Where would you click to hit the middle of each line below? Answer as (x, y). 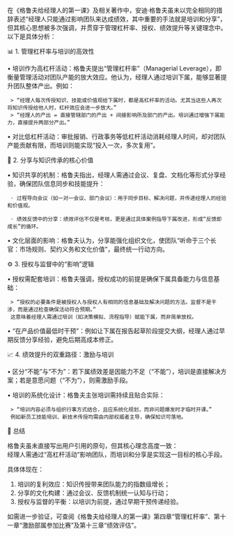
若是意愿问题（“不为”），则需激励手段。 (76, 380)
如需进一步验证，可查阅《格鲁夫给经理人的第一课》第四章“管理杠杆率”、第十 (117, 516)
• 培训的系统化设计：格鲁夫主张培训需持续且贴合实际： (86, 395)
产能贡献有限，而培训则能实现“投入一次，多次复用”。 (83, 145)
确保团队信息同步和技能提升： (62, 183)
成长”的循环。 (24, 226)
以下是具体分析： (32, 36)
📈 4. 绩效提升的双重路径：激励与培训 (61, 354)
